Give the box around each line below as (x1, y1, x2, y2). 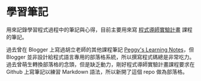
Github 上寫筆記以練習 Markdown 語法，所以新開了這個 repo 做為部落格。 (6, 68, 188, 75)
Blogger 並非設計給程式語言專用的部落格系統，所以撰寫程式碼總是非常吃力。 (6, 53, 195, 60)
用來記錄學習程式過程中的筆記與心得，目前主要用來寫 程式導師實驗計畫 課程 (6, 26, 193, 33)
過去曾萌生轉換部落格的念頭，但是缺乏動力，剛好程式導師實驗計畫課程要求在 (6, 60, 195, 68)
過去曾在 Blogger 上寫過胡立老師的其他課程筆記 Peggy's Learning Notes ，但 (6, 46, 194, 53)
